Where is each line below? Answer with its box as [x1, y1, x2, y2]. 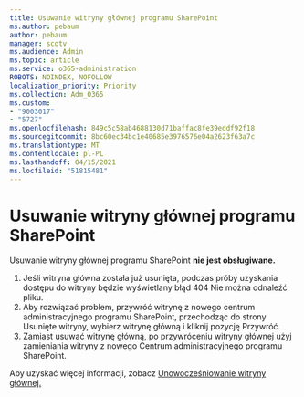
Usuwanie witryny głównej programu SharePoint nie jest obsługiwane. [9, 255, 276, 266]
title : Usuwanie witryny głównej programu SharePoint [9, 13, 219, 23]
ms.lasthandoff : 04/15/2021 [9, 157, 117, 167]
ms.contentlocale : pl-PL [9, 149, 104, 158]
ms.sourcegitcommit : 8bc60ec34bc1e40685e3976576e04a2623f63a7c [9, 132, 256, 141]
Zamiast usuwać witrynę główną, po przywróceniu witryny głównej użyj [22, 330, 292, 342]
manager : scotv [9, 38, 68, 48]
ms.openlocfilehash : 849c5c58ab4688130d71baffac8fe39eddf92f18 [9, 124, 256, 133]
